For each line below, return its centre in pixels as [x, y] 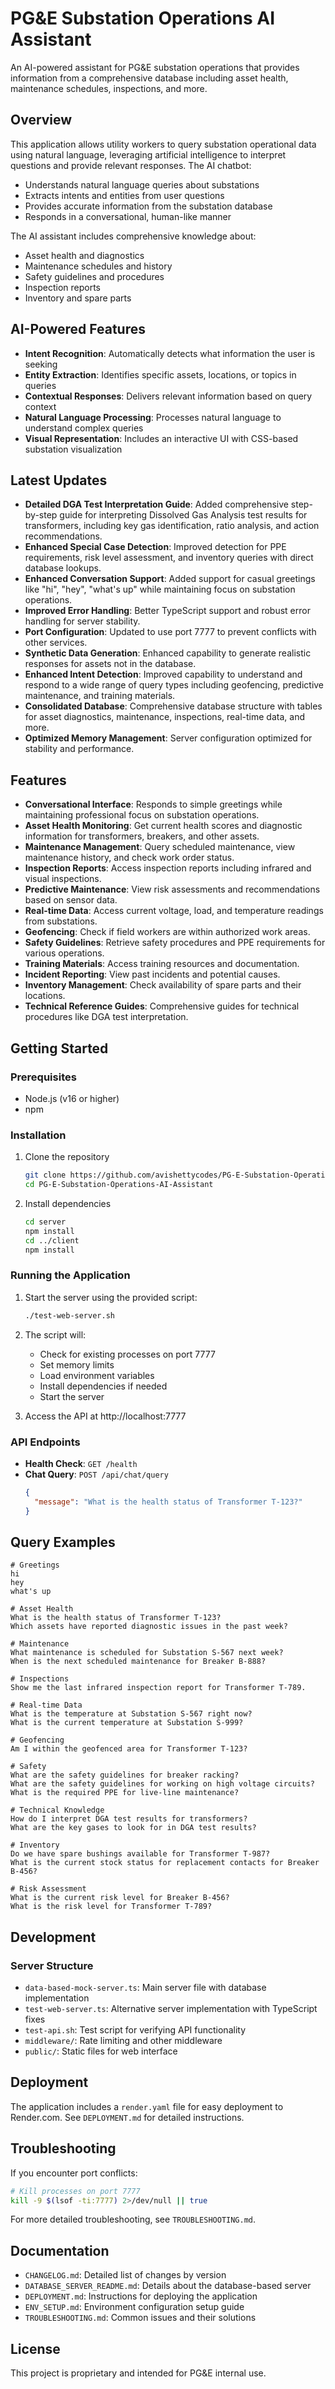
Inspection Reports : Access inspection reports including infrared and [168, 868]
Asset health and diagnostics [84, 255]
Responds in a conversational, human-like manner [128, 216]
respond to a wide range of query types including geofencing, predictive [174, 685]
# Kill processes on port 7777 [75, 2191]
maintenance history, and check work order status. [129, 858]
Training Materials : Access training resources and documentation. [162, 964]
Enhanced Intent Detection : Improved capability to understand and [163, 674]
